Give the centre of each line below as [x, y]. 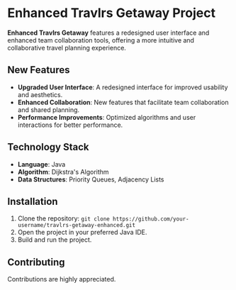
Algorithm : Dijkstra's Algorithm [63, 172]
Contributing [36, 262]
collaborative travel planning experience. [67, 48]
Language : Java [41, 164]
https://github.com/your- [151, 219]
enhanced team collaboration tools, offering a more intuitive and [101, 40]
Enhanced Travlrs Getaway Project [112, 13]
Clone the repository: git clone [63, 218]
